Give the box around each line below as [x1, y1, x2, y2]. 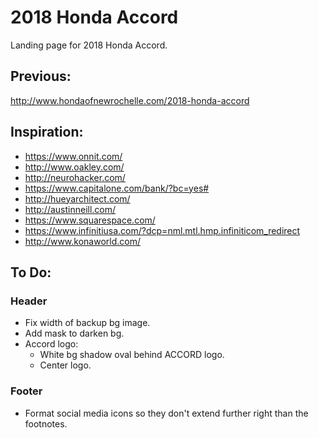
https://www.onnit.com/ [24, 150, 123, 162]
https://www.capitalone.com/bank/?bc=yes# [24, 182, 210, 194]
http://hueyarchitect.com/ [24, 192, 131, 205]
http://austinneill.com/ [24, 203, 117, 215]
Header [10, 294, 48, 308]
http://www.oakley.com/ [24, 161, 125, 173]
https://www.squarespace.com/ [24, 214, 156, 226]
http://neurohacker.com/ [24, 171, 126, 183]
